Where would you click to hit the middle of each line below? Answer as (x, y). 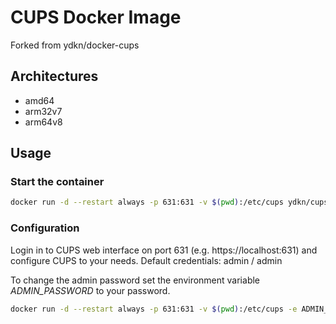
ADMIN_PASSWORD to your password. (90, 290)
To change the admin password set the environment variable (135, 280)
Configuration (45, 228)
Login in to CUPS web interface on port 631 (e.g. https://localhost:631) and (164, 250)
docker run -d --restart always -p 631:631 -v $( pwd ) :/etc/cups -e (154, 309)
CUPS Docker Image (96, 17)
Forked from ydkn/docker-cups (75, 45)
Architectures (54, 76)
